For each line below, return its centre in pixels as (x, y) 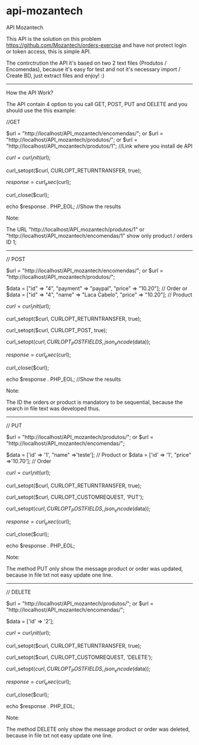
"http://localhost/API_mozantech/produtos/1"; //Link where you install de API (99, 146)
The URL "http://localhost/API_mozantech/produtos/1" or (76, 229)
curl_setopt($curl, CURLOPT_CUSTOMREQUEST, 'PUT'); (75, 497)
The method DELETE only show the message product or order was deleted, (98, 729)
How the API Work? (30, 93)
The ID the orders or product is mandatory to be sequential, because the (94, 402)
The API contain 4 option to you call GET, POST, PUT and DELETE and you (97, 104)
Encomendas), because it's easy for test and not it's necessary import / (93, 69)
